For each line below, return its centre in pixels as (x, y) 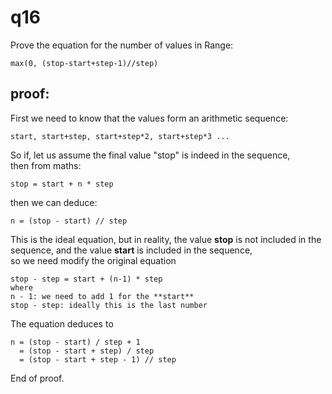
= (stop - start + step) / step (87, 351)
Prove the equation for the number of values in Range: (122, 45)
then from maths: (46, 165)
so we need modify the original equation (93, 260)
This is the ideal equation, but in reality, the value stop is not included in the (166, 239)
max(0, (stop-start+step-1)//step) (84, 63)
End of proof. (37, 378)
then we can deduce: (54, 202)
